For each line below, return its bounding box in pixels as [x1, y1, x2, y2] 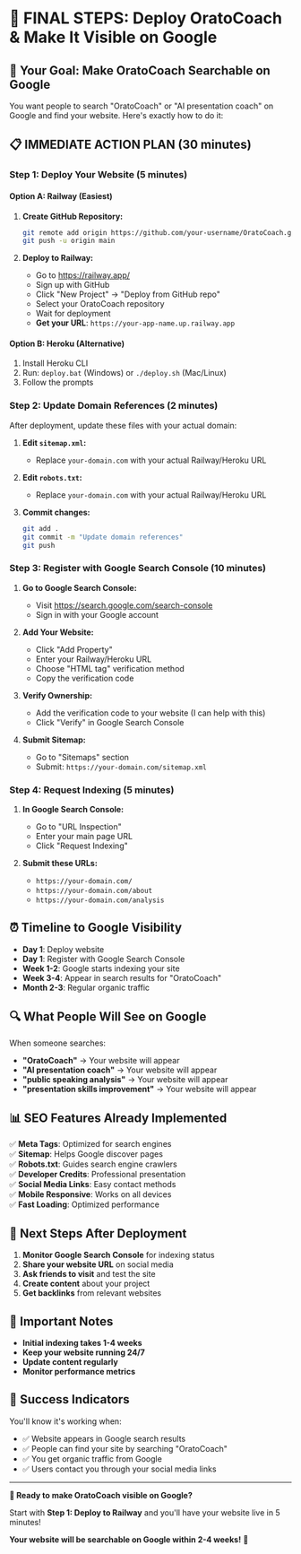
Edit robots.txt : [21, 472, 82, 482]
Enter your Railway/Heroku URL [35, 654, 152, 664]
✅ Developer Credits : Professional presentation [9, 1169, 186, 1180]
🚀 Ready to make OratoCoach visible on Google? [9, 1489, 193, 1500]
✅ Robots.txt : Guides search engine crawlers [9, 1159, 177, 1169]
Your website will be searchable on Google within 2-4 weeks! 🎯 [9, 1533, 249, 1545]
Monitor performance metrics [21, 1367, 136, 1377]
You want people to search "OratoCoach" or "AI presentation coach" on [9, 100, 274, 111]
